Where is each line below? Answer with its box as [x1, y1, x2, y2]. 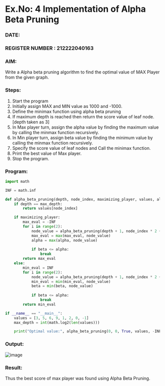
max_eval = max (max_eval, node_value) [31, 233, 111, 238]
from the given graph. [5, 74, 49, 80]
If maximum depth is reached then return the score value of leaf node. [12, 113, 155, 119]
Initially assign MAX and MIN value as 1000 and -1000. [12, 103, 123, 109]
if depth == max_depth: [14, 201, 63, 207]
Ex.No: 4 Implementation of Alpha [5, 3, 146, 15]
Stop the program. [12, 155, 50, 161]
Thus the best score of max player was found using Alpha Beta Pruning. [5, 375, 151, 381]
